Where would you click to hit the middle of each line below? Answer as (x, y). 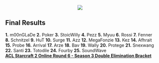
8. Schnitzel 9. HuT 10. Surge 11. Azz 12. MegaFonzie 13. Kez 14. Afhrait (79, 40)
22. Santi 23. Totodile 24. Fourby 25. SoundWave (56, 50)
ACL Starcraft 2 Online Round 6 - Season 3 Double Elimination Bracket (78, 56)
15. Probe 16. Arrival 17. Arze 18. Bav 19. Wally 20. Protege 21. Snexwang (79, 45)
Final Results (25, 23)
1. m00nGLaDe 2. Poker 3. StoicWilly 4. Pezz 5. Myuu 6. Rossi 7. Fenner (79, 34)
